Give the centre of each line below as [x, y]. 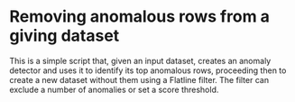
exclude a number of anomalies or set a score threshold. [114, 89]
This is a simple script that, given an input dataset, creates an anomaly [140, 60]
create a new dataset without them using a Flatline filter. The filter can [139, 79]
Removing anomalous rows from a [140, 17]
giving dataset [65, 36]
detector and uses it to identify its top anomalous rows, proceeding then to [148, 70]
